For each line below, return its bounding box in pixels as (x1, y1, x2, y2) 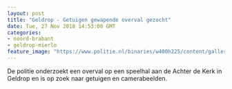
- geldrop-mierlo (7, 42, 57, 49)
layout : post (7, 10, 45, 17)
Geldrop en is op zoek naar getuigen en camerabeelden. (7, 74, 168, 82)
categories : (7, 29, 41, 36)
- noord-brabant (7, 36, 54, 42)
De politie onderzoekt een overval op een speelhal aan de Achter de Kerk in (7, 66, 222, 75)
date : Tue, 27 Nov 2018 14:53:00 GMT (7, 23, 116, 29)
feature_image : (7, 49, 51, 55)
